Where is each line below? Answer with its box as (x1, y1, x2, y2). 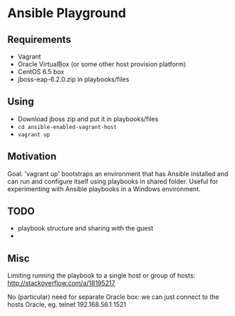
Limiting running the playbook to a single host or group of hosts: (7, 271, 196, 280)
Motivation (7, 151, 57, 163)
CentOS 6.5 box (17, 68, 65, 76)
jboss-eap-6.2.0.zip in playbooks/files (17, 75, 130, 83)
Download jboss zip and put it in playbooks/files (17, 114, 159, 123)
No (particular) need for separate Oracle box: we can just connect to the (7, 292, 219, 301)
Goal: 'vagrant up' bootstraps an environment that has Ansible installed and (7, 169, 229, 178)
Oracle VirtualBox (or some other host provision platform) (17, 60, 187, 68)
